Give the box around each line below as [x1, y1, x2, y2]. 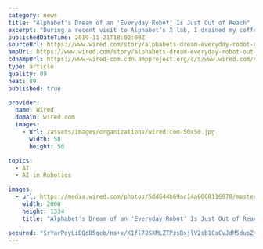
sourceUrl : [8, 41, 44, 49]
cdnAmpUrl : [8, 56, 44, 64]
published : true [8, 84, 61, 93]
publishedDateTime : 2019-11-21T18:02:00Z [8, 33, 146, 42]
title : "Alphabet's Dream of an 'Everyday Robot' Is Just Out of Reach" [8, 19, 250, 27]
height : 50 [28, 142, 65, 150]
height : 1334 [22, 207, 65, 215]
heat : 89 [8, 77, 37, 85]
